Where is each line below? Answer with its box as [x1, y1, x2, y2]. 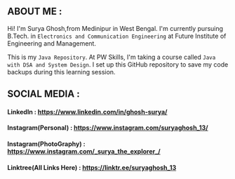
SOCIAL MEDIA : [7, 88, 80, 100]
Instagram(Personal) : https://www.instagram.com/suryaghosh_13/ [7, 124, 208, 132]
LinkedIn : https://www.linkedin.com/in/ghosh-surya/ [7, 107, 168, 116]
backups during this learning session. [7, 67, 116, 76]
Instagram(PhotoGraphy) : [7, 140, 86, 148]
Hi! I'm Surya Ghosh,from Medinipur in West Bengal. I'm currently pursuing [7, 24, 223, 32]
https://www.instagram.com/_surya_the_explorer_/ [7, 147, 161, 155]
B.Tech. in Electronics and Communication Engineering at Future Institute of [7, 32, 227, 40]
